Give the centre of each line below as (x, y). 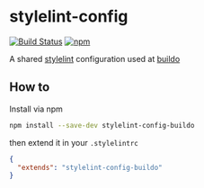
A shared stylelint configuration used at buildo (95, 58)
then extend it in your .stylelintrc (74, 142)
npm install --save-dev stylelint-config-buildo (102, 125)
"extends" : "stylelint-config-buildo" (90, 167)
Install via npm (36, 109)
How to (30, 87)
